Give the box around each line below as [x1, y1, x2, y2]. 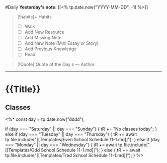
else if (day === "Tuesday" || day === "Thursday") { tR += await [5, 131, 137, 137]
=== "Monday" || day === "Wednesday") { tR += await [5, 142, 117, 148]
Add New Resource [24, 29, 65, 35]
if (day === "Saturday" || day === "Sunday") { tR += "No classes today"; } [5, 126, 158, 132]
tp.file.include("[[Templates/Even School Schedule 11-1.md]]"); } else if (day [5, 137, 160, 143]
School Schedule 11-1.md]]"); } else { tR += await [41, 147, 141, 153]
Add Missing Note [24, 35, 62, 41]
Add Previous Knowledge [24, 46, 77, 52]
